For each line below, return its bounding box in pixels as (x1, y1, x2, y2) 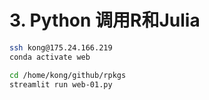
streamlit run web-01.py (9, 79, 113, 90)
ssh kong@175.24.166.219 (9, 42, 113, 53)
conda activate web (9, 52, 91, 62)
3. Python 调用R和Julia (9, 9, 201, 32)
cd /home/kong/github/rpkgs (9, 70, 127, 80)
